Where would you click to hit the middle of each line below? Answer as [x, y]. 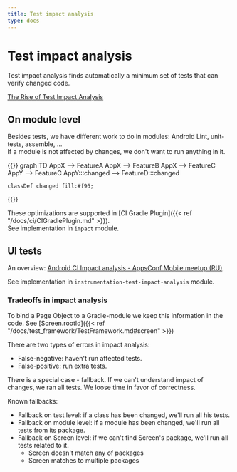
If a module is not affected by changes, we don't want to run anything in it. [116, 152]
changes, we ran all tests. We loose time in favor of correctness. [101, 388]
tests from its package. [51, 430]
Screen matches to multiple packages [84, 461]
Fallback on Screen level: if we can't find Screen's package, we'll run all [123, 438]
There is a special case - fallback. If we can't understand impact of [106, 380]
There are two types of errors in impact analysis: [79, 345]
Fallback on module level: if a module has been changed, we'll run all [118, 423]
